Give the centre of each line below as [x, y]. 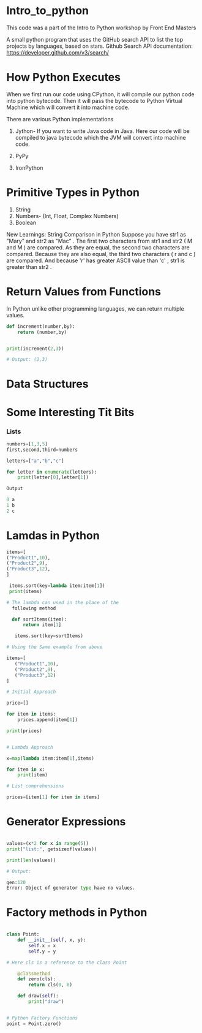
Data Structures [47, 384]
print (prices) [24, 731]
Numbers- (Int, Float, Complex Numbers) [67, 216]
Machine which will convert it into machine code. [68, 107]
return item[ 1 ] [42, 625]
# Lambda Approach [30, 747]
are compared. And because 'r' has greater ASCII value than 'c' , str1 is [95, 260]
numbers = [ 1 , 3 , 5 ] [27, 444]
